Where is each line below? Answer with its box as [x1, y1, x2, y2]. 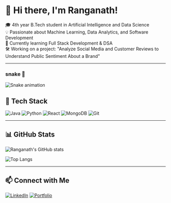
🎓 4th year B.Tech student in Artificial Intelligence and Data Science [5, 21, 150, 27]
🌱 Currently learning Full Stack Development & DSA [5, 40, 113, 46]
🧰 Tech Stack [5, 96, 48, 106]
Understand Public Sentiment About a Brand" [5, 53, 100, 59]
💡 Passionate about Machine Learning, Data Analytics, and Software [5, 29, 149, 35]
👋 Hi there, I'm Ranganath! [5, 5, 118, 16]
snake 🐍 [5, 71, 25, 78]
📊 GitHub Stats [5, 130, 55, 139]
